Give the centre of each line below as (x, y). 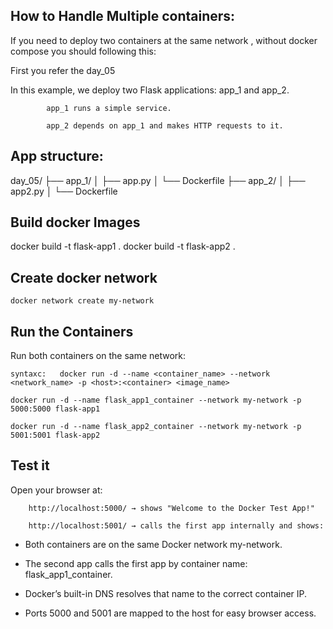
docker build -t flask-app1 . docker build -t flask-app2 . (123, 246)
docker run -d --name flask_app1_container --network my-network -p (156, 400)
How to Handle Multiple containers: (123, 16)
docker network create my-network (82, 301)
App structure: (57, 156)
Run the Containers (72, 331)
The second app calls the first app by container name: (136, 563)
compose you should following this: (83, 51)
